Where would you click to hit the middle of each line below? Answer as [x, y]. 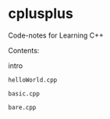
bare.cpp [22, 107]
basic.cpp [24, 94]
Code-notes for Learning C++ [56, 35]
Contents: [24, 50]
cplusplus [41, 14]
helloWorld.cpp [33, 80]
